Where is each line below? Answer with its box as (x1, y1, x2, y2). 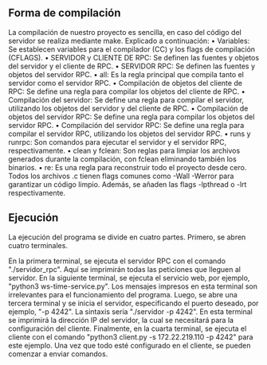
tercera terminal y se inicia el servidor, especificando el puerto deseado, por (8, 298, 259, 308)
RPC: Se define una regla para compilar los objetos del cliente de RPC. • (8, 87, 245, 96)
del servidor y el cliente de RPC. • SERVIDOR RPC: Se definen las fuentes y (8, 61, 256, 71)
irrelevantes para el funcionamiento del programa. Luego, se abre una (8, 289, 238, 299)
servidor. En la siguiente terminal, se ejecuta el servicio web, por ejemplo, (8, 273, 250, 282)
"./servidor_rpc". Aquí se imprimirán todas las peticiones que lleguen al (8, 264, 241, 274)
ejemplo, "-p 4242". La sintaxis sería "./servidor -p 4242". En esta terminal (8, 306, 253, 316)
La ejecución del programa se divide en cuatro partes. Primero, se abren (8, 232, 246, 242)
